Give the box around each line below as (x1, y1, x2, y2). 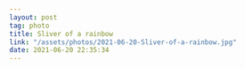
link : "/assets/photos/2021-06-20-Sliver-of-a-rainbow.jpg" (9, 37, 238, 47)
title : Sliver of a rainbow (9, 29, 114, 38)
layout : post (9, 12, 58, 22)
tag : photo (9, 21, 50, 30)
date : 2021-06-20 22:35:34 (9, 46, 110, 55)
